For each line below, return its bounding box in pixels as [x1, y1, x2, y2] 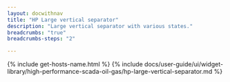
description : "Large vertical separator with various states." [7, 23, 193, 29]
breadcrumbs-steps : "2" [7, 36, 76, 42]
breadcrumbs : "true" [7, 29, 67, 36]
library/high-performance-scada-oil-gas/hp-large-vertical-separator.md [7, 68, 213, 76]
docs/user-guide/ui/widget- [144, 60, 223, 68]
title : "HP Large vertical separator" [7, 16, 119, 23]
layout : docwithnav [7, 10, 64, 17]
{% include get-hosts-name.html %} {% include [7, 60, 143, 68]
